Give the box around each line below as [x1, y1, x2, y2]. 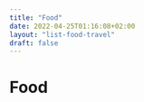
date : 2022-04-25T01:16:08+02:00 [9, 22, 136, 31]
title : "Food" [9, 13, 63, 23]
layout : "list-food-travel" [9, 30, 116, 39]
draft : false [9, 38, 59, 48]
